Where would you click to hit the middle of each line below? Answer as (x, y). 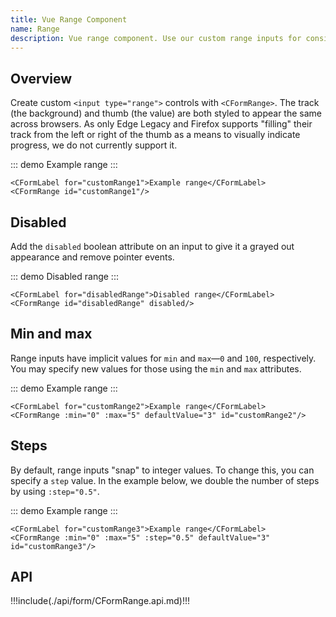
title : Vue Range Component (69, 19)
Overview (41, 78)
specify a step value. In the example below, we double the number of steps (165, 480)
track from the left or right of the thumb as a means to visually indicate (155, 135)
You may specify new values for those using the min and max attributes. (156, 368)
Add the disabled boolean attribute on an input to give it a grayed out (152, 246)
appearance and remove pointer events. (92, 257)
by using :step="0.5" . (55, 491)
